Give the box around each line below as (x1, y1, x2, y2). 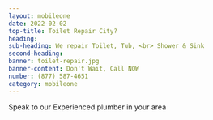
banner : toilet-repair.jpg (8, 58, 100, 66)
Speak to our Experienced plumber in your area (8, 102, 167, 112)
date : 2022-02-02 (8, 19, 67, 28)
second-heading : (8, 49, 63, 58)
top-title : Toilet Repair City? (8, 27, 117, 35)
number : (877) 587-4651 (8, 72, 89, 80)
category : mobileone (8, 79, 79, 88)
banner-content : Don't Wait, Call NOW (8, 65, 139, 73)
